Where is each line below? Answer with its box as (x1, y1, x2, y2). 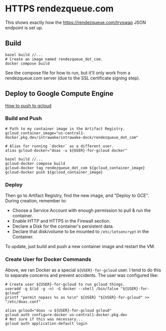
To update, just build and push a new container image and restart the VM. (5, 244, 155, 249)
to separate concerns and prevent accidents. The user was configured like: (5, 272, 159, 278)
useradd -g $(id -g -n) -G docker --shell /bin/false (5, 286, 119, 291)
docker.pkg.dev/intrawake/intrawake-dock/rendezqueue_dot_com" (5, 135, 139, 140)
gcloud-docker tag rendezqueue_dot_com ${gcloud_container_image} (5, 165, 145, 170)
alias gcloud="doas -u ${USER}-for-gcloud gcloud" (5, 308, 112, 313)
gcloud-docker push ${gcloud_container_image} (5, 169, 103, 174)
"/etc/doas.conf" (5, 299, 41, 305)
